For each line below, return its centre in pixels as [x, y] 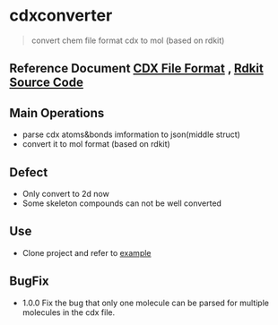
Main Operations [57, 113]
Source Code [46, 83]
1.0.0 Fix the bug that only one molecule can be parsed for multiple [145, 303]
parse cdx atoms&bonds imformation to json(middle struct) [131, 134]
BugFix [29, 282]
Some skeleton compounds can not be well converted [122, 203]
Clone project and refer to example [87, 252]
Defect [29, 172]
